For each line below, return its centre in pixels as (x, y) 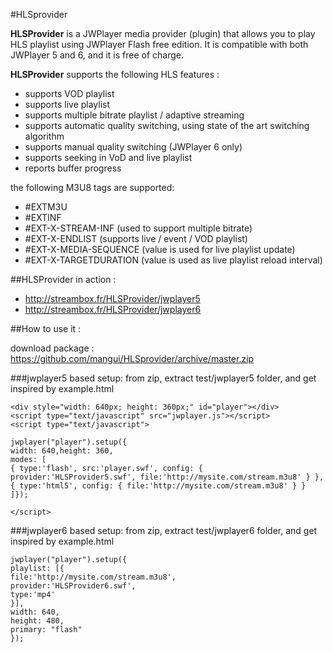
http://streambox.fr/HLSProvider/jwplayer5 (112, 298)
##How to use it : (46, 328)
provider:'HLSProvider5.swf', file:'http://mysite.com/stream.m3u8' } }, (167, 477)
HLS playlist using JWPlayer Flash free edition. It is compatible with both (159, 44)
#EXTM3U (46, 207)
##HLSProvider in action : (63, 279)
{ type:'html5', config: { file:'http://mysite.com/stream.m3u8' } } (158, 486)
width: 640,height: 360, (62, 451)
